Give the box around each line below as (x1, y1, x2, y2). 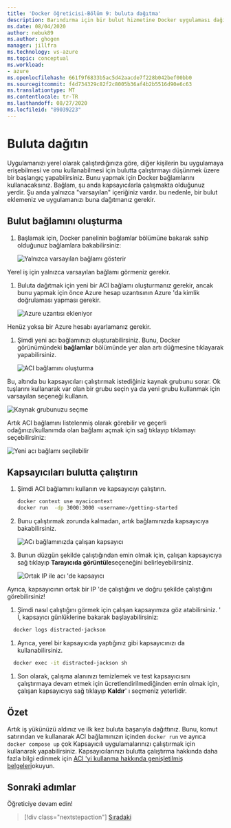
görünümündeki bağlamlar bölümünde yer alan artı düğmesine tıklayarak (16, 343, 224, 352)
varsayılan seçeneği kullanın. (7, 392, 89, 400)
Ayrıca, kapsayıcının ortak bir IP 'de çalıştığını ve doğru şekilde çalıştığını (7, 585, 212, 594)
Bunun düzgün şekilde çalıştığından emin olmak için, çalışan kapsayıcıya (16, 551, 222, 559)
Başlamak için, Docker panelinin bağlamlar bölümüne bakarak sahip (16, 234, 209, 242)
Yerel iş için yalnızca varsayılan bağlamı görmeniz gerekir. (7, 267, 170, 276)
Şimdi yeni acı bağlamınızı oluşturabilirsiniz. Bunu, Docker (16, 336, 181, 344)
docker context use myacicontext (16, 498, 113, 505)
